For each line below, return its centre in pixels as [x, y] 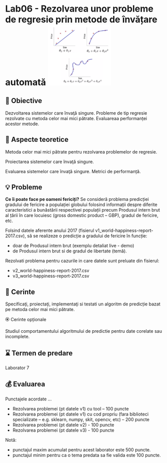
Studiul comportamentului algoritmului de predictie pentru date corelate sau [84, 331]
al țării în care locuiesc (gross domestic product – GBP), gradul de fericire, [82, 216]
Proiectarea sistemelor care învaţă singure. [50, 162]
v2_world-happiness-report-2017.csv [51, 271]
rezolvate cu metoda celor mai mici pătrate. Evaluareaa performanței [76, 118]
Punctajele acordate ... [28, 399]
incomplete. [18, 337]
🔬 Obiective [24, 101]
